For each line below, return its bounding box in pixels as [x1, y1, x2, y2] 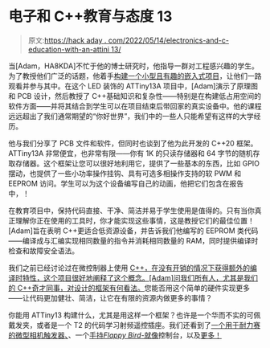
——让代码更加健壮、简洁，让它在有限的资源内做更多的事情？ [8, 293, 213, 302]
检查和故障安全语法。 [8, 246, 79, 256]
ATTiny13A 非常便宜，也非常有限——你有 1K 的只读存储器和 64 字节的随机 [8, 148, 253, 158]
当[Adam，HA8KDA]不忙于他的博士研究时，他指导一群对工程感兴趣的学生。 [8, 61, 259, 71]
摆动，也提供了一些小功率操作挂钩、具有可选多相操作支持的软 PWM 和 [8, 168, 242, 178]
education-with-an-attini [27, 44, 110, 54]
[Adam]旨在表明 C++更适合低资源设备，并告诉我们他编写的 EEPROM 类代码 [8, 226, 259, 235]
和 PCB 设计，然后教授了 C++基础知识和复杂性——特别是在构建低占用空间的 [8, 91, 261, 100]
